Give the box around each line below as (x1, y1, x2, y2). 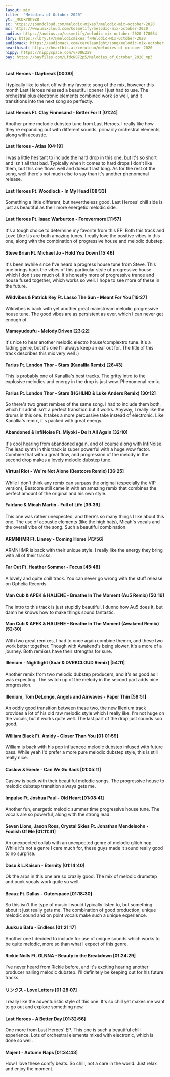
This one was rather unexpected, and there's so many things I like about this (5, 514, 164, 520)
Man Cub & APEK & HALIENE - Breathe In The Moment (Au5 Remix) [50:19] (5, 592, 164, 598)
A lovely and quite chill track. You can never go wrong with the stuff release (5, 575, 163, 582)
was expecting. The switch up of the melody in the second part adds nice (5, 677, 158, 683)
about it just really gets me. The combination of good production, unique (5, 907, 156, 913)
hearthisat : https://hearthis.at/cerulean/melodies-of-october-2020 (5, 45, 153, 50)
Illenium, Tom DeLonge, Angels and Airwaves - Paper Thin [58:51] (5, 693, 147, 700)
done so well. (5, 1037, 33, 1044)
